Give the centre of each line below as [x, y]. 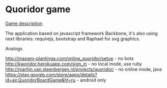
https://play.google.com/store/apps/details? [51, 74]
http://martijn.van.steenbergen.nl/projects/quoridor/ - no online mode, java [83, 69]
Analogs [14, 48]
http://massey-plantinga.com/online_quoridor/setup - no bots [69, 58]
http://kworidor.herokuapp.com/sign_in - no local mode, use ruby [74, 64]
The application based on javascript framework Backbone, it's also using [81, 33]
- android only [91, 80]
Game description [24, 23]
